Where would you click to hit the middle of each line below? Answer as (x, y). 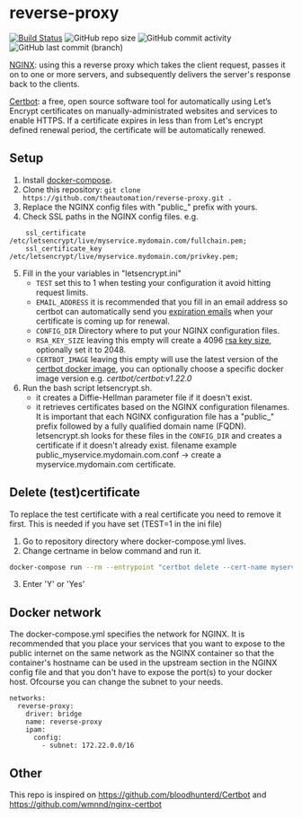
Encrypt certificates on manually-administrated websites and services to (143, 111)
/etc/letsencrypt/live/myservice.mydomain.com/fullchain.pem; (128, 241)
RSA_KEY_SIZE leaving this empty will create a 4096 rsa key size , (154, 340)
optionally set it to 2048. (81, 350)
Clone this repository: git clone (81, 189)
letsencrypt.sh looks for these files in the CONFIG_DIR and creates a (159, 435)
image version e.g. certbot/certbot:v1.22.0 (114, 378)
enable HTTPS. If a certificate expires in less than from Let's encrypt (136, 120)
